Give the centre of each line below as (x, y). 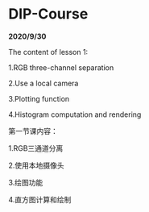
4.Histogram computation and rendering (75, 114)
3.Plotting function (39, 98)
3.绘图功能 (26, 182)
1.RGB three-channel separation (61, 67)
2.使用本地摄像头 (36, 165)
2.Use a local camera (43, 83)
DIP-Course (48, 14)
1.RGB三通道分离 (36, 148)
